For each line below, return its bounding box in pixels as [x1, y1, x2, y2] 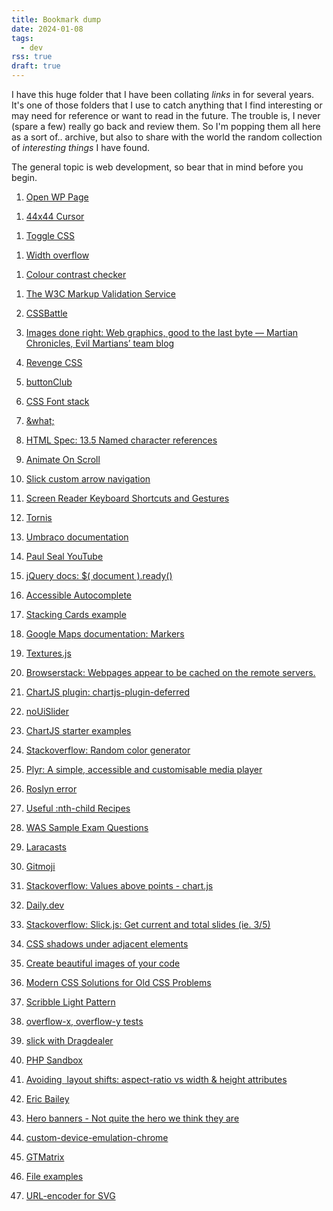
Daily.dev [25, 899, 65, 911]
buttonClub [25, 376, 73, 388]
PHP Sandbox [25, 1054, 84, 1066]
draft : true [11, 61, 61, 71]
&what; [25, 415, 55, 426]
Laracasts [25, 841, 67, 853]
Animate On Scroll [25, 454, 101, 465]
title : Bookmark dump [11, 14, 102, 25]
